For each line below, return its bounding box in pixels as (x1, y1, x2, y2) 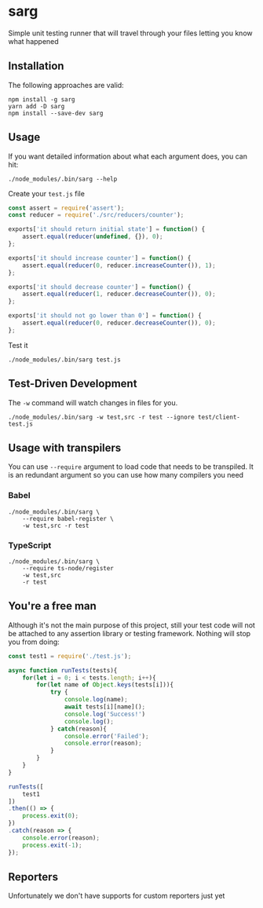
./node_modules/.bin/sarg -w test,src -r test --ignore (8, 413, 195, 421)
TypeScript (8, 540, 52, 551)
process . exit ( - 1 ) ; (22, 841, 82, 849)
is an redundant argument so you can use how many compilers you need (8, 470, 244, 480)
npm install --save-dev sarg (8, 109, 104, 117)
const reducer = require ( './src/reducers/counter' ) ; (8, 211, 184, 219)
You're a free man (8, 599, 97, 613)
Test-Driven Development (8, 377, 137, 390)
